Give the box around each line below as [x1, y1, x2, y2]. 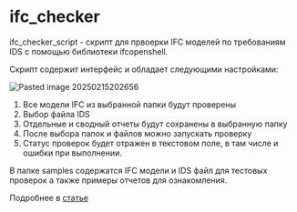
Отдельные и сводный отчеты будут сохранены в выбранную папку [22, 118, 288, 129]
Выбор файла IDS [22, 108, 91, 119]
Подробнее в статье [9, 192, 89, 203]
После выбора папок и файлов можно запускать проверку [22, 127, 252, 138]
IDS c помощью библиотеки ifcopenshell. [9, 45, 169, 56]
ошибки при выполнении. [22, 147, 123, 158]
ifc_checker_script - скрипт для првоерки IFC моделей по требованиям [9, 36, 286, 47]
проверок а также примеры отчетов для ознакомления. [9, 175, 228, 186]
